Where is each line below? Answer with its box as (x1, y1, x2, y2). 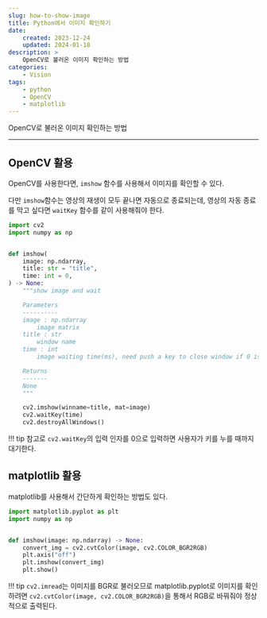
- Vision (22, 71, 52, 79)
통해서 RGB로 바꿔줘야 (172, 591, 242, 601)
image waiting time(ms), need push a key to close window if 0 (37, 353, 250, 361)
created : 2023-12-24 (22, 33, 91, 42)
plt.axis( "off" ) (22, 551, 77, 559)
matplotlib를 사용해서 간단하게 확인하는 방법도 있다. (8, 492, 168, 501)
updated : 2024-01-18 (22, 41, 91, 49)
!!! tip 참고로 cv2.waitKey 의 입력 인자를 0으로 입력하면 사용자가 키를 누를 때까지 (8, 434, 254, 443)
